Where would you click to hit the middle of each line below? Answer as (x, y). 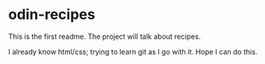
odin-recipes (52, 15)
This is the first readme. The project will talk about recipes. (105, 36)
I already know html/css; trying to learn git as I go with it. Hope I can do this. (133, 51)
